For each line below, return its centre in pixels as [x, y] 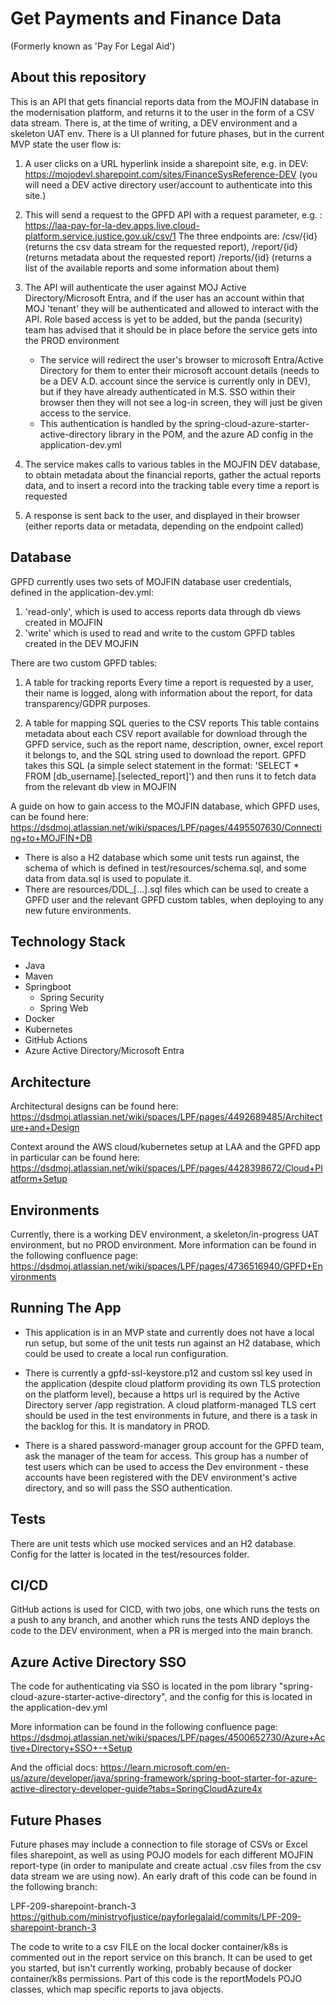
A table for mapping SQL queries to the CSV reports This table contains [172, 723]
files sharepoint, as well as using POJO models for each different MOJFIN [162, 1855]
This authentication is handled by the [116, 423]
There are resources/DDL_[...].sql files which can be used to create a [166, 889]
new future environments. [78, 910]
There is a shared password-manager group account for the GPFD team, [174, 1445]
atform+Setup [39, 1179]
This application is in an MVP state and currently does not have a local [169, 1332]
